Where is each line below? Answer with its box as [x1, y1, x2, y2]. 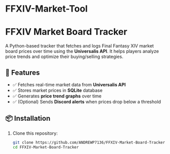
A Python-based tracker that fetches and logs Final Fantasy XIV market [5, 43, 154, 49]
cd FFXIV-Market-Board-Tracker [12, 144, 79, 149]
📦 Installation [5, 114, 51, 123]
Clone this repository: [12, 130, 58, 136]
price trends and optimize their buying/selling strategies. [5, 54, 123, 60]
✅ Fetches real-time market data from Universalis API [12, 81, 126, 87]
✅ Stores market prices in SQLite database [12, 87, 103, 93]
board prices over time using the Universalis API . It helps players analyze [5, 48, 159, 55]
